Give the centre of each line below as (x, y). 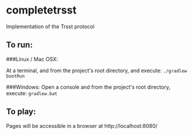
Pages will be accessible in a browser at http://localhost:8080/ (82, 126)
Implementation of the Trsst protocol (50, 26)
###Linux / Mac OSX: (32, 59)
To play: (21, 112)
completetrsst (41, 10)
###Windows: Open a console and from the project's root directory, (88, 87)
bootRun (16, 76)
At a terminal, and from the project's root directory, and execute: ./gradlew (96, 70)
